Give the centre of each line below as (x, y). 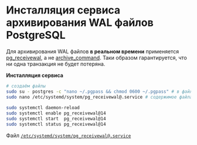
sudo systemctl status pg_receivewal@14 (56, 124)
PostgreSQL (36, 35)
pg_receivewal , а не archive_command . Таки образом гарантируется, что (97, 58)
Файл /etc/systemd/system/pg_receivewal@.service (69, 135)
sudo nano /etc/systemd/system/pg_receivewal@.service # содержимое (91, 97)
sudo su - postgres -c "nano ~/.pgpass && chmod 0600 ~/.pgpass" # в (93, 92)
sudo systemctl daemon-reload (43, 108)
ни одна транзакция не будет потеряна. (56, 64)
